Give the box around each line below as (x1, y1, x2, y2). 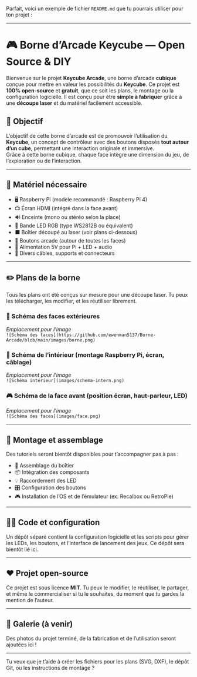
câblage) (6, 358, 32, 366)
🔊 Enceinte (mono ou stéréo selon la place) (14, 213, 121, 220)
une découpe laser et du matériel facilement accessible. (6, 99, 142, 107)
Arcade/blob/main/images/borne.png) (6, 337, 96, 343)
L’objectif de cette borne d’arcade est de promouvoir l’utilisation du (6, 132, 168, 139)
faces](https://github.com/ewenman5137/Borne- (40, 332, 157, 338)
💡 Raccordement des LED (14, 477, 77, 484)
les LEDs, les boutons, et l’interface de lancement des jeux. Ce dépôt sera (6, 539, 185, 546)
